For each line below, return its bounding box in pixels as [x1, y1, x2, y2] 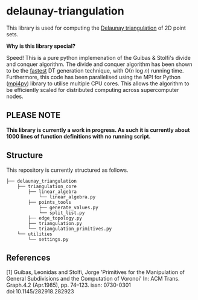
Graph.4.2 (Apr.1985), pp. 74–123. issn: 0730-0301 [6, 281, 131, 289]
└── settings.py [28, 236, 69, 243]
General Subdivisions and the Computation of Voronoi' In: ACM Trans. [6, 275, 180, 282]
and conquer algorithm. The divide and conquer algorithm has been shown [6, 60, 193, 68]
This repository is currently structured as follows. [6, 166, 129, 174]
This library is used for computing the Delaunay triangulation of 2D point [6, 24, 186, 31]
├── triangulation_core [17, 183, 77, 189]
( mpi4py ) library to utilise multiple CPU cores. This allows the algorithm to [6, 80, 190, 87]
